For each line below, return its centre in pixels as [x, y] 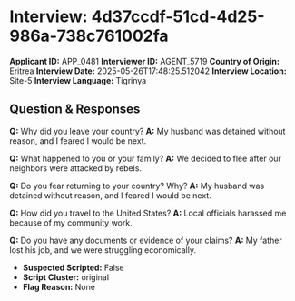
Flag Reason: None [59, 286]
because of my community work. [71, 222]
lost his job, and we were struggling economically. [103, 250]
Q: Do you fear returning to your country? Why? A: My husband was [137, 186]
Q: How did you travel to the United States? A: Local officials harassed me [148, 213]
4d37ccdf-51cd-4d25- [178, 17]
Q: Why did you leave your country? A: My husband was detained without [147, 131]
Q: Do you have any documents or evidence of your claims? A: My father [146, 240]
